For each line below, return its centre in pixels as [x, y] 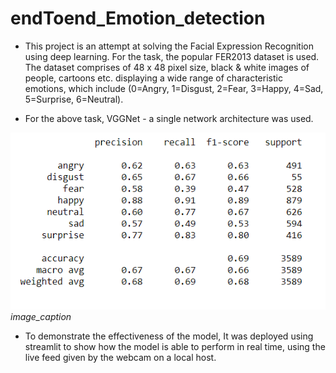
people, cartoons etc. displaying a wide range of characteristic [153, 78]
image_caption [41, 316]
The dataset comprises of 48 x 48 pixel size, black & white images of [167, 67]
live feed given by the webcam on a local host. [120, 357]
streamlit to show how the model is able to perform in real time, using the [175, 346]
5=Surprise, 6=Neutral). [74, 99]
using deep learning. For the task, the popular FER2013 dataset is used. [172, 56]
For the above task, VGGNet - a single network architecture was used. [169, 118]
